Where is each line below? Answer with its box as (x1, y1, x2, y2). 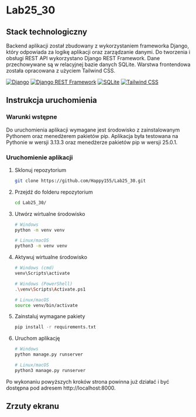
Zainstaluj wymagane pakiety (14, 313, 85, 320)
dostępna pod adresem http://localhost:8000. (6, 384, 116, 391)
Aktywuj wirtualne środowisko (14, 254, 88, 261)
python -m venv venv (14, 227, 65, 233)
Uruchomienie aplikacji (6, 153, 73, 161)
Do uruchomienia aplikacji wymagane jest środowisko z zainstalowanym (6, 126, 180, 133)
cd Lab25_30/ (14, 199, 47, 205)
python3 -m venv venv (14, 243, 68, 249)
